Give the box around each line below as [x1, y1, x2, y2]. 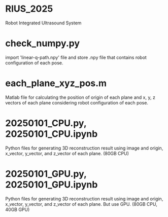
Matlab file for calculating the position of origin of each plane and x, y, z [5, 94, 156, 100]
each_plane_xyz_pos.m [5, 78, 107, 89]
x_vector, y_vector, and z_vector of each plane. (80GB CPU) [5, 150, 129, 156]
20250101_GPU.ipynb [5, 178, 98, 190]
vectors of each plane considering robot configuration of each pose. [5, 99, 149, 105]
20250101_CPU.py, [5, 118, 87, 129]
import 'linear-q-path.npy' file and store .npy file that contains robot [5, 54, 147, 60]
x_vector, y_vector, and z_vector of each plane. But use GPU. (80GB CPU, [5, 201, 157, 207]
